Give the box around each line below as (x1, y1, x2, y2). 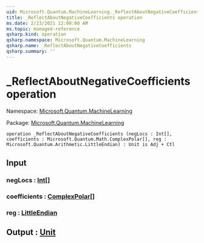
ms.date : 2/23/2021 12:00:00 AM (6, 20, 88, 26)
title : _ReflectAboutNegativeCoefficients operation (6, 15, 143, 21)
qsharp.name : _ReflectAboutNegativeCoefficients (6, 43, 132, 49)
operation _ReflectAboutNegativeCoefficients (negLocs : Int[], (6, 131, 172, 137)
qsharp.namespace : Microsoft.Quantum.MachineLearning (6, 37, 146, 43)
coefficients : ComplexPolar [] (6, 192, 95, 201)
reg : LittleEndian (6, 208, 58, 217)
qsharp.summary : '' (6, 48, 56, 55)
